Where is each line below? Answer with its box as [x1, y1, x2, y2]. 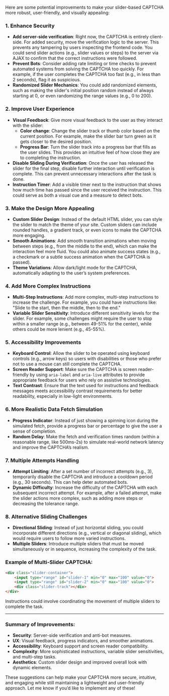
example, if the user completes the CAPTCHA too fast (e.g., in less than [12, 71, 161, 77]
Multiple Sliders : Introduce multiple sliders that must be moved [12, 541, 144, 547]
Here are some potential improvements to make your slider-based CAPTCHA [5, 5, 164, 10]
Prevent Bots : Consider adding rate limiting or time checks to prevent [12, 61, 157, 67]
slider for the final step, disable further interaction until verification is [12, 165, 155, 171]
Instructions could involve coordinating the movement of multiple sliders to [5, 598, 160, 605]
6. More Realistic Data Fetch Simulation [5, 406, 103, 413]
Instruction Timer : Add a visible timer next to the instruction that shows [12, 181, 161, 188]
